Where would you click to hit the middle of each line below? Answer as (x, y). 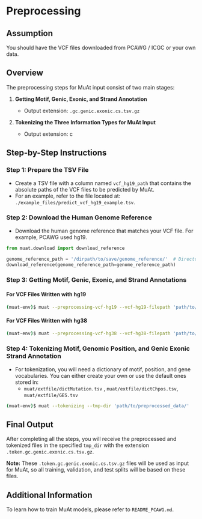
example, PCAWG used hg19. (51, 237)
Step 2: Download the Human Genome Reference (79, 217)
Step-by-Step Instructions (57, 153)
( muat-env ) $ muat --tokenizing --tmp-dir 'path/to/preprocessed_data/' (98, 406)
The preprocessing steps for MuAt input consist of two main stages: (90, 87)
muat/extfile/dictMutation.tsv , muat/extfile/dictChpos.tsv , (101, 388)
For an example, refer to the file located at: (68, 196)
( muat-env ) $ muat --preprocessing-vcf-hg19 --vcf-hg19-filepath (88, 307)
